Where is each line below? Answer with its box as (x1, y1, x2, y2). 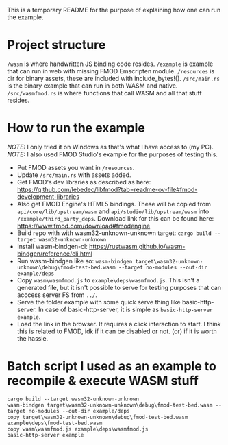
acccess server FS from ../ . (16, 291, 98, 299)
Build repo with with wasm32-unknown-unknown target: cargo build (16, 229, 212, 237)
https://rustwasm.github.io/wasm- (88, 242, 186, 250)
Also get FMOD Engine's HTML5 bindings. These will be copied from (16, 200, 211, 208)
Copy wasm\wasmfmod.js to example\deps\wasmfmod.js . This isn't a (16, 276, 200, 284)
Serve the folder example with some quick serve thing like (16, 298, 181, 306)
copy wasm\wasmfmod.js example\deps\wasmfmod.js (7, 425, 149, 433)
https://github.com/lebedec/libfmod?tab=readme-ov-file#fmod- (16, 185, 198, 193)
